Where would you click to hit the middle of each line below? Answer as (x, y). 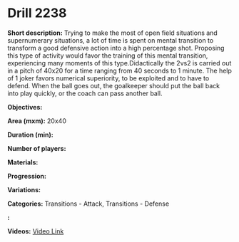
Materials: (23, 162)
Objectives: (25, 107)
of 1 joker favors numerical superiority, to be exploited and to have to (108, 78)
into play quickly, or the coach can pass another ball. (85, 93)
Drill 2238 (37, 13)
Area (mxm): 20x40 (37, 121)
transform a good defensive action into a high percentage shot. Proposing (116, 48)
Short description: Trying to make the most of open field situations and (112, 33)
